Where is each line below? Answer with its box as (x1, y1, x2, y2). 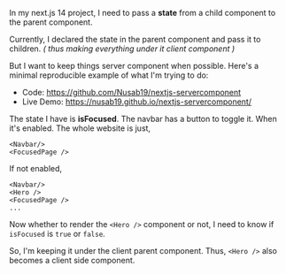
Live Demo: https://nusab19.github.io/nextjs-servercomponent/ (21, 96, 252, 107)
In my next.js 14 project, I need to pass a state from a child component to (9, 8, 276, 18)
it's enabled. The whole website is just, (9, 123, 151, 133)
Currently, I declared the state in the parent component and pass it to (9, 34, 261, 44)
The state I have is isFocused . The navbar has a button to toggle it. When (9, 114, 277, 124)
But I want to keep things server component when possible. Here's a (9, 61, 259, 71)
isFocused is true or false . (9, 229, 106, 239)
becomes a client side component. (9, 255, 135, 265)
